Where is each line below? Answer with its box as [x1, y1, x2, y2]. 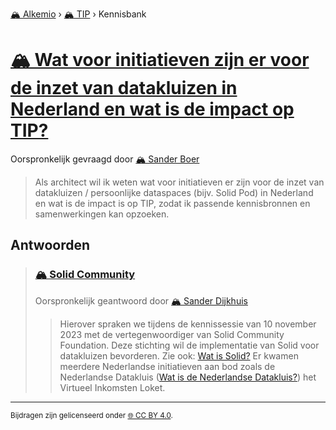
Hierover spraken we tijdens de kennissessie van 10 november [59, 318, 317, 330]
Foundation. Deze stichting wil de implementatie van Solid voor [59, 339, 320, 351]
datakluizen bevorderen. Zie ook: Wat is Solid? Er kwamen [59, 349, 299, 362]
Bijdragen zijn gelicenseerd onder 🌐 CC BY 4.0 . [10, 410, 173, 420]
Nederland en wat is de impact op [10, 98, 295, 121]
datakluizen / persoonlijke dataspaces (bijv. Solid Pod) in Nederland [34, 186, 314, 198]
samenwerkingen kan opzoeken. [34, 208, 170, 220]
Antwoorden [10, 237, 91, 254]
